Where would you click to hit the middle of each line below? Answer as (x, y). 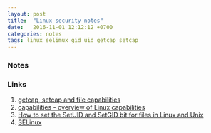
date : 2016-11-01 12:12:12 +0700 (60, 27)
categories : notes (35, 34)
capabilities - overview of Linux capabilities (81, 107)
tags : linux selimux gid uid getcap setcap (73, 41)
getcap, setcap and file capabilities (69, 100)
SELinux (30, 122)
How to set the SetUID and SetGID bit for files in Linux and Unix (110, 115)
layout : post (27, 14)
